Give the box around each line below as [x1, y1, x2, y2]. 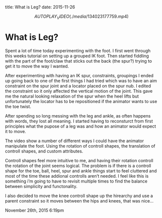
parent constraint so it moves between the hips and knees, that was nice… [5, 198, 154, 203]
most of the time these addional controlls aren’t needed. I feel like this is [5, 173, 149, 179]
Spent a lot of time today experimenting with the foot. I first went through [5, 48, 151, 53]
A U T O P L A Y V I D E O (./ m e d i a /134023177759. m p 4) [34, 14, 129, 20]
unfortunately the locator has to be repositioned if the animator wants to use [5, 98, 158, 104]
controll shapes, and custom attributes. [5, 148, 83, 154]
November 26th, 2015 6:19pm [5, 207, 64, 213]
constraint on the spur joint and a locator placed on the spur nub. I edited [5, 83, 151, 89]
